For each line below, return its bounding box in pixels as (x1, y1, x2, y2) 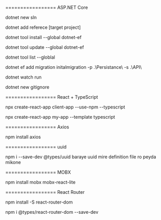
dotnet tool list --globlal (5, 54, 56, 60)
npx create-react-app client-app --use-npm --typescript (5, 104, 126, 110)
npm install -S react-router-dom (5, 199, 73, 205)
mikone (5, 159, 21, 165)
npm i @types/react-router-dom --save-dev (5, 209, 99, 215)
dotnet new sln (5, 14, 37, 20)
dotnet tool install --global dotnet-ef (5, 34, 82, 40)
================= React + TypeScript (5, 94, 98, 100)
